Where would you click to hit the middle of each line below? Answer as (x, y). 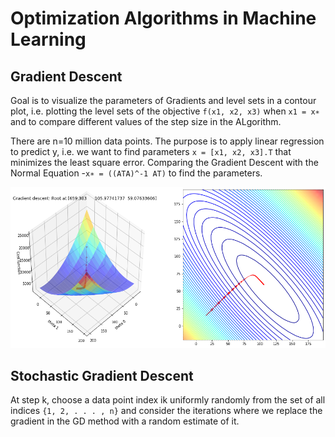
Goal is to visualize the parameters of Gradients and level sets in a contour (163, 100)
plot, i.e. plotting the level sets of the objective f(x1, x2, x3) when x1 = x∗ (165, 111)
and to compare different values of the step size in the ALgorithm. (146, 121)
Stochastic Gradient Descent (102, 375)
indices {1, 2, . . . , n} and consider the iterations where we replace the (166, 411)
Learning (48, 39)
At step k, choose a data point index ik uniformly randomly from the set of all (168, 400)
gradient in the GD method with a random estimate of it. (125, 421)
